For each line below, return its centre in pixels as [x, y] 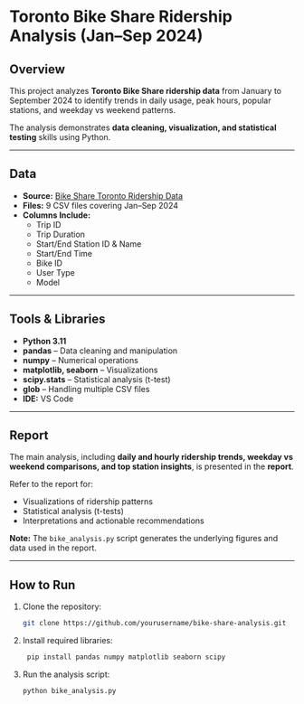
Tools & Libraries [57, 319]
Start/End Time [64, 253]
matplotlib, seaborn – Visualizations [90, 370]
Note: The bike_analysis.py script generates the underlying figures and [144, 539]
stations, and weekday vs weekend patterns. [93, 110]
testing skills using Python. [60, 137]
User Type [55, 272]
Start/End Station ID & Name [89, 244]
